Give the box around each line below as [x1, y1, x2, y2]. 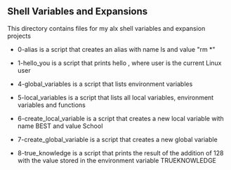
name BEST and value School [17, 122, 103, 130]
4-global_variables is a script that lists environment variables [17, 80, 193, 88]
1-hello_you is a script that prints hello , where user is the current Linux [17, 59, 223, 67]
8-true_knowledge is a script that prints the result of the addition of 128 [17, 148, 224, 157]
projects [7, 31, 32, 40]
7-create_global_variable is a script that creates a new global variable [17, 135, 218, 143]
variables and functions [17, 101, 86, 109]
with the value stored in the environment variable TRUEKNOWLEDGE [17, 156, 216, 164]
